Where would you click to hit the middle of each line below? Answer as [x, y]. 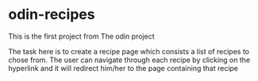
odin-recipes [52, 15]
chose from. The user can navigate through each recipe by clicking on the [129, 60]
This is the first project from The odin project [81, 36]
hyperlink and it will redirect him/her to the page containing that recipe [123, 68]
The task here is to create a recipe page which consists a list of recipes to [129, 51]
